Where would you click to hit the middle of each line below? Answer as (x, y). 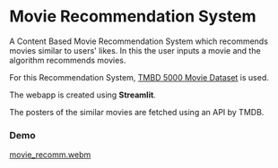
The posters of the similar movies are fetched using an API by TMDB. (137, 112)
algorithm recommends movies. (68, 60)
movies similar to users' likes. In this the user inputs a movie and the (135, 50)
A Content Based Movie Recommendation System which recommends (139, 41)
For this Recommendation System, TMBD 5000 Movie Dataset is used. (139, 77)
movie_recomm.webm (50, 155)
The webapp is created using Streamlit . (83, 95)
